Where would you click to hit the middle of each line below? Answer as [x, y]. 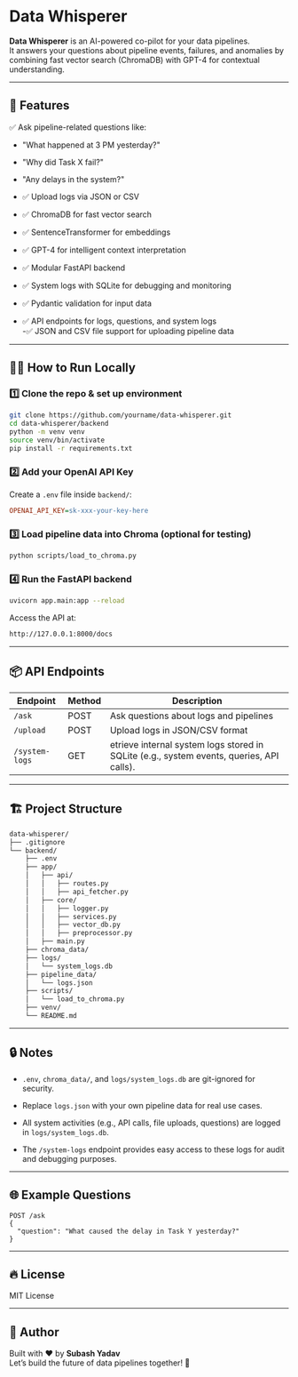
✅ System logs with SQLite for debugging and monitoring [127, 285]
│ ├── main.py [55, 941]
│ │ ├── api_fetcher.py [77, 892]
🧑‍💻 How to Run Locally [72, 368]
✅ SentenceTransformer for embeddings [96, 232]
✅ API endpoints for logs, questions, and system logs [119, 321]
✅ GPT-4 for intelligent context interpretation [104, 250]
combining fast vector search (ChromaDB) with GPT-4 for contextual [134, 60]
